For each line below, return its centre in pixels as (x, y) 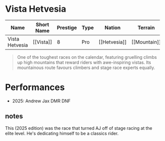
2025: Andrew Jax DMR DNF (41, 101)
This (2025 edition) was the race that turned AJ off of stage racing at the (79, 128)
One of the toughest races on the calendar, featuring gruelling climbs (87, 57)
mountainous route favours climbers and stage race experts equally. (86, 68)
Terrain (146, 27)
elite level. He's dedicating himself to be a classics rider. (62, 133)
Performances (35, 87)
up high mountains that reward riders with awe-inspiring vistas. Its (84, 62)
